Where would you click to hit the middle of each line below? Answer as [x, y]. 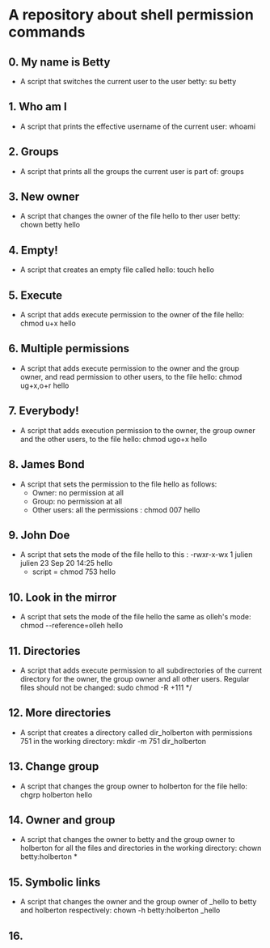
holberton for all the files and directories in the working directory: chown [141, 848]
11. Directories [44, 650]
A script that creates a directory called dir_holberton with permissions [136, 732]
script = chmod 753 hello [74, 572]
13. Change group [54, 767]
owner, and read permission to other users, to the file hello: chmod [131, 376]
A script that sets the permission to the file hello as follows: [118, 484]
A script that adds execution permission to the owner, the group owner [138, 430]
